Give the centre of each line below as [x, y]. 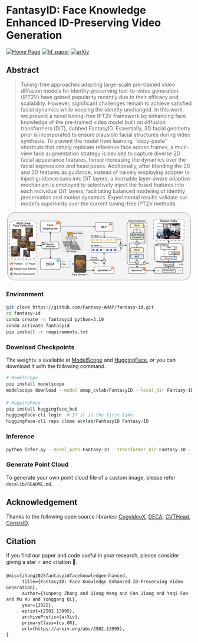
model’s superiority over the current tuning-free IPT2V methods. [99, 204]
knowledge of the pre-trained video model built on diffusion [93, 122]
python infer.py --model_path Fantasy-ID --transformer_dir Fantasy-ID [96, 450]
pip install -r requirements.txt [47, 332]
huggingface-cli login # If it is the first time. [71, 415]
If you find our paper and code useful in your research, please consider [93, 556]
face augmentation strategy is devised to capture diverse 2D [107, 153]
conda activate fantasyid [38, 326]
